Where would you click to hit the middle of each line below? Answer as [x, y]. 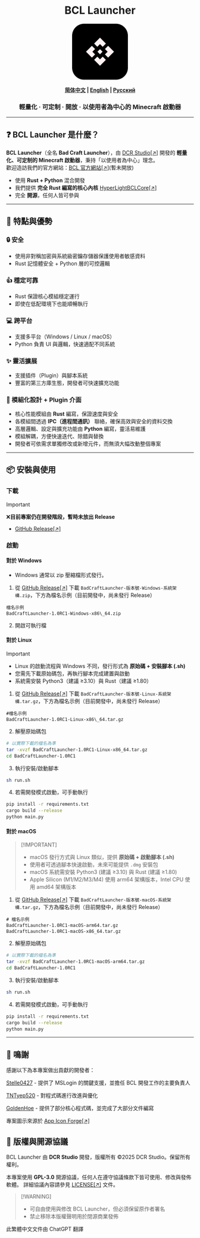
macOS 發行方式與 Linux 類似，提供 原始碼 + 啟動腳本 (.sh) [102, 857]
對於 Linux [19, 640]
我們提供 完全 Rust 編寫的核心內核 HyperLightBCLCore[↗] [86, 188]
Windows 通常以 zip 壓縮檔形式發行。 [61, 575]
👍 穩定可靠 [22, 280]
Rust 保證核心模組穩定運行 [47, 297]
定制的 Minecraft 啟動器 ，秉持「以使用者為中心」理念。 [90, 160]
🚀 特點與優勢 [29, 221]
